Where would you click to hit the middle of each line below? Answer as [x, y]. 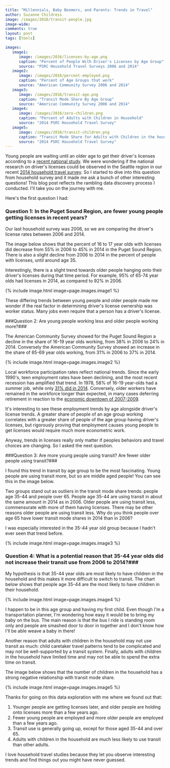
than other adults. [31, 744]
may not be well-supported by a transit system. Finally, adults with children [83, 651]
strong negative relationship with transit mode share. [60, 677]
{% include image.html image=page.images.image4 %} [63, 599]
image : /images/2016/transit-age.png [58, 94]
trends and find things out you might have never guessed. [66, 760]
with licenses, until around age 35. [41, 260]
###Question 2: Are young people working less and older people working [82, 321]
